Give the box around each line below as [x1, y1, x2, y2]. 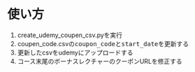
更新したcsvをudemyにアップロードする [17, 48, 133, 57]
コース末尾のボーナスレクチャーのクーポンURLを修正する [17, 57, 183, 65]
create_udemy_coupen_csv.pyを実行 [17, 31, 123, 39]
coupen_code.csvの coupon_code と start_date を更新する [17, 39, 189, 48]
